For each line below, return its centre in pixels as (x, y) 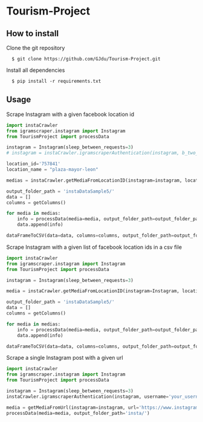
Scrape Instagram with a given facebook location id (70, 114)
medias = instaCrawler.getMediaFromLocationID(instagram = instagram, (94, 180)
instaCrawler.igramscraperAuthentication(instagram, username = (88, 397)
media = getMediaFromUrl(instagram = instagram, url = (72, 408)
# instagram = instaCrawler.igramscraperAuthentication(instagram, (93, 153)
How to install (33, 34)
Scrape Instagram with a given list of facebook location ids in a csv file (94, 247)
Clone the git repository (36, 48)
